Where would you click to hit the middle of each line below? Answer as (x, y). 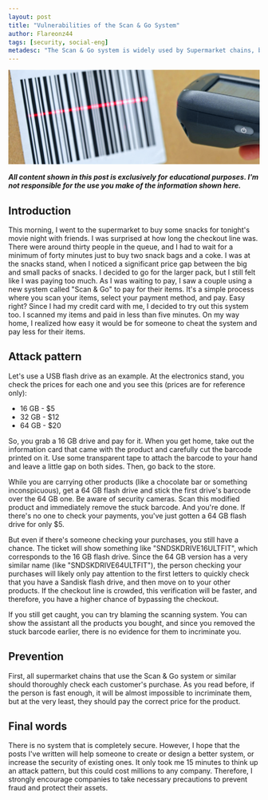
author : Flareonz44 (41, 34)
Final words (38, 726)
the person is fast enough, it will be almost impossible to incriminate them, (130, 693)
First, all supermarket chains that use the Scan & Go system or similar (122, 675)
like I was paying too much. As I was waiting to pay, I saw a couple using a (130, 280)
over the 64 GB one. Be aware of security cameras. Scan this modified (124, 498)
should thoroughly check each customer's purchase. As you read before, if (132, 684)
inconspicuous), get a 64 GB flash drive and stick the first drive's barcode (130, 490)
